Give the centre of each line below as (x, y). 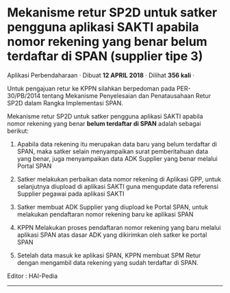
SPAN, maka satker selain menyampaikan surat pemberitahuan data (113, 151)
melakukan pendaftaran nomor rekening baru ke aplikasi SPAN (105, 214)
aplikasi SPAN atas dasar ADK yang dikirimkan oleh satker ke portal (112, 235)
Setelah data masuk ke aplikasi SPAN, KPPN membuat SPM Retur (109, 255)
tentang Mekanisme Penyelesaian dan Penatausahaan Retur (126, 95)
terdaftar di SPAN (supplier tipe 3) (105, 56)
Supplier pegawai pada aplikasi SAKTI (71, 194)
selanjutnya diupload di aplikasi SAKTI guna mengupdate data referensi (118, 186)
